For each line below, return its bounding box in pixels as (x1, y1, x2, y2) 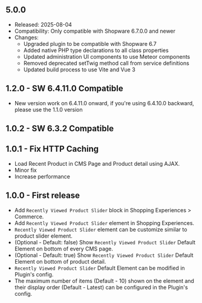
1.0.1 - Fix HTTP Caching (5, 144, 99, 154)
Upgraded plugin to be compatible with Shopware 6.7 (23, 40, 157, 47)
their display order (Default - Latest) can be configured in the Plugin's (14, 284, 188, 291)
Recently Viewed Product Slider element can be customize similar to (14, 226, 187, 233)
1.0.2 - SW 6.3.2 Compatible (5, 123, 114, 134)
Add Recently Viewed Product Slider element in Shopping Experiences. (14, 219, 195, 226)
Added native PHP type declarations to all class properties (23, 47, 169, 54)
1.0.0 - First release (5, 191, 80, 201)
